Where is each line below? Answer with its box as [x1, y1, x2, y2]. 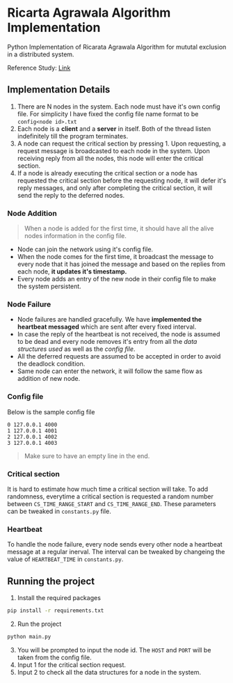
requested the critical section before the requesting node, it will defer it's [17, 176, 227, 185]
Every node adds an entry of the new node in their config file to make [17, 275, 217, 283]
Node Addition [7, 208, 57, 218]
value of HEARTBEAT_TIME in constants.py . [7, 555, 124, 563]
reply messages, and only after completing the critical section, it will [17, 183, 213, 192]
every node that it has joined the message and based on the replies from [17, 260, 226, 269]
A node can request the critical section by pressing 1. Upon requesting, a [17, 139, 226, 148]
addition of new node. [17, 375, 81, 383]
